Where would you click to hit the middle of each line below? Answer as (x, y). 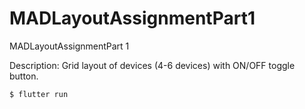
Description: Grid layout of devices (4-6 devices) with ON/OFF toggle (152, 65)
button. (24, 76)
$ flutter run (39, 94)
